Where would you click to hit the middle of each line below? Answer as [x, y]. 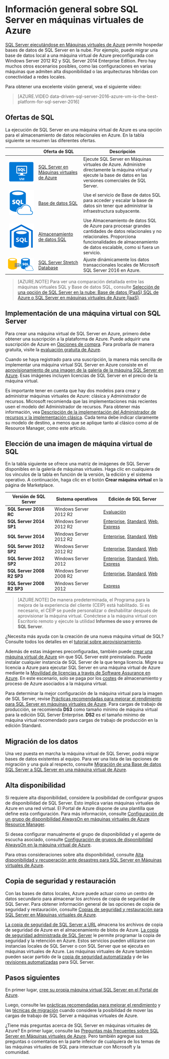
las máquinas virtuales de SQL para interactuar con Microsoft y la [73, 1047]
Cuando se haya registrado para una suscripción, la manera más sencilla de [84, 359]
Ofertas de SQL [30, 118]
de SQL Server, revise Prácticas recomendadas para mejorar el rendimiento [83, 699]
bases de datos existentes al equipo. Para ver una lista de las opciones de [82, 759]
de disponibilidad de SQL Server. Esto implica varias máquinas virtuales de [82, 803]
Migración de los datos [42, 741]
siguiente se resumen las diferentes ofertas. [51, 140]
